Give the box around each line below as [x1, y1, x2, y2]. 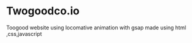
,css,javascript [6, 30, 42, 37]
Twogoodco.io [6, 4, 80, 18]
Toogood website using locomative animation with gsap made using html [6, 24, 187, 31]
